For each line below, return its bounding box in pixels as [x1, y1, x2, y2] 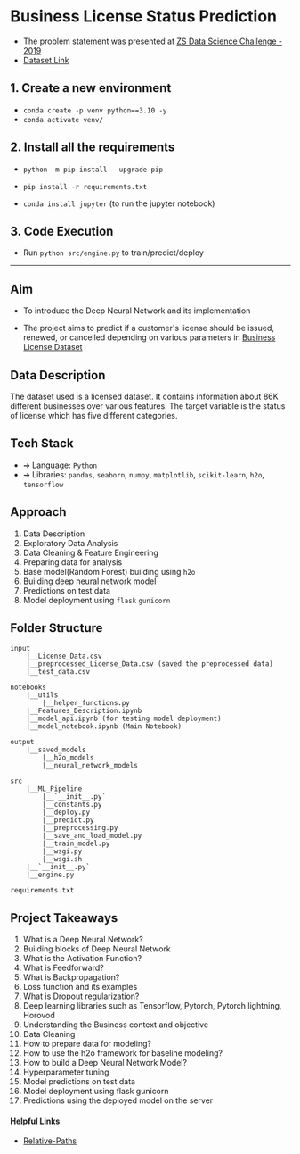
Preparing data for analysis [22, 556, 123, 568]
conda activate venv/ [22, 115, 103, 124]
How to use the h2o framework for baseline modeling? [22, 1048, 223, 1059]
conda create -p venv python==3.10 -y [22, 105, 167, 115]
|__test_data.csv [26, 668, 91, 677]
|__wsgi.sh [42, 855, 83, 864]
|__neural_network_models [42, 761, 139, 770]
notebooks [10, 683, 47, 693]
